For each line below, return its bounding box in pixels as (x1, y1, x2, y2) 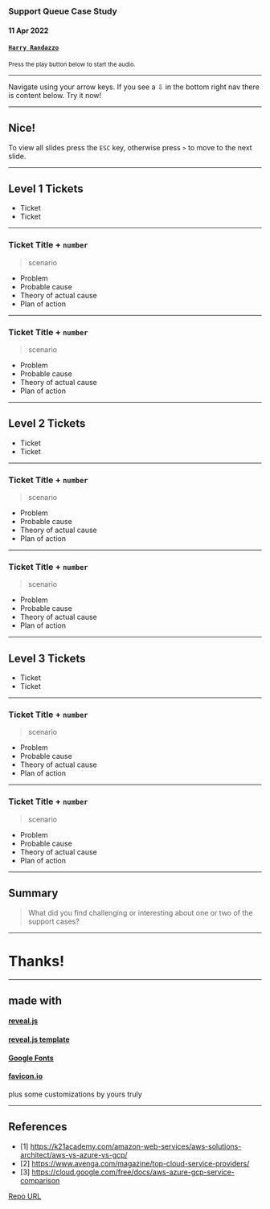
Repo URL (8, 1191, 42, 1201)
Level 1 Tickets (8, 182, 84, 195)
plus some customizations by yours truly (8, 1089, 142, 1099)
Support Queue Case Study (8, 6, 118, 17)
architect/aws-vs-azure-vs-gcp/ (19, 1150, 128, 1159)
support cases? (27, 916, 80, 926)
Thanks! (8, 952, 65, 970)
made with (8, 994, 63, 1007)
